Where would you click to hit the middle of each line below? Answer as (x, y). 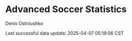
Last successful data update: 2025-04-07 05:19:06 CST (65, 33)
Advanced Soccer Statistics (66, 9)
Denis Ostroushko (24, 23)
